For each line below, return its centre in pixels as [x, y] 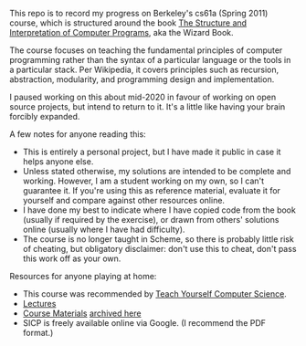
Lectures [39, 304]
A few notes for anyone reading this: [78, 134]
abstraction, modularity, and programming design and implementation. [142, 79]
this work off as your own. [72, 258]
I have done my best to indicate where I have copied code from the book [159, 210]
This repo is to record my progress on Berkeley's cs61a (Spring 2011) [139, 13]
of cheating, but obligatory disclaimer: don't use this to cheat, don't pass [159, 249]
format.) [38, 333]
